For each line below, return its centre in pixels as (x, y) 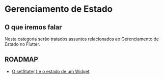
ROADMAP (21, 60)
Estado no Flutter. (22, 44)
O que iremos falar (33, 27)
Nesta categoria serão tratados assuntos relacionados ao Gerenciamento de (82, 39)
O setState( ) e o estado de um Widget (51, 71)
